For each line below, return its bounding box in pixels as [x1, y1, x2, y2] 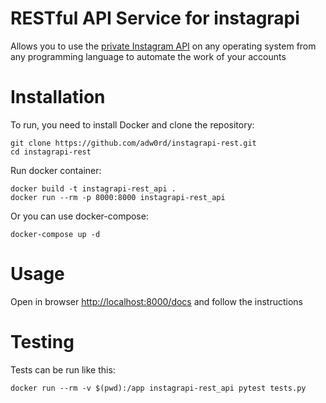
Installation [10, 86, 106, 109]
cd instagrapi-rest [10, 147, 92, 157]
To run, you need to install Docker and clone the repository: [10, 118, 255, 131]
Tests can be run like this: [10, 363, 116, 376]
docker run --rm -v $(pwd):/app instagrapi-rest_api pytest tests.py [10, 383, 307, 393]
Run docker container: [10, 164, 102, 176]
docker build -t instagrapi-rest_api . [10, 183, 177, 194]
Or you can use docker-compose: [10, 210, 149, 222]
